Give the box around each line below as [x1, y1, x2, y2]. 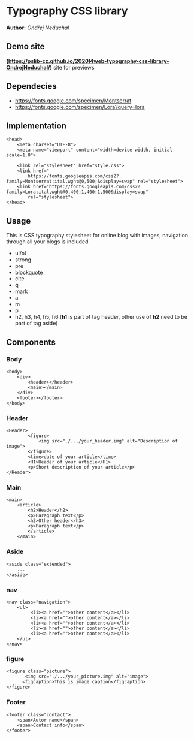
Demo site [6, 41, 45, 52]
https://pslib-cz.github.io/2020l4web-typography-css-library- [8, 57, 169, 64]
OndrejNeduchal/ [6, 64, 50, 71]
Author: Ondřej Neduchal [6, 24, 69, 31]
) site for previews [50, 64, 95, 71]
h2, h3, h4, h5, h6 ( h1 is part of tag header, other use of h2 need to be [14, 313, 187, 321]
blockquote [14, 269, 43, 276]
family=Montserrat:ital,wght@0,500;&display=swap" [6, 179, 135, 185]
